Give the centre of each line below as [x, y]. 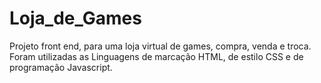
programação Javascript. [61, 67]
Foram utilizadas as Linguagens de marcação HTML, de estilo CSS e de [156, 56]
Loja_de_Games [75, 18]
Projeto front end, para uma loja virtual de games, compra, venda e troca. [160, 46]
